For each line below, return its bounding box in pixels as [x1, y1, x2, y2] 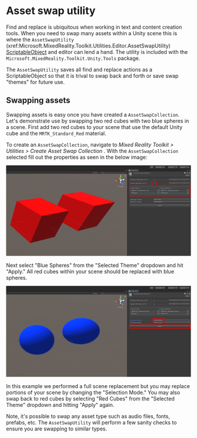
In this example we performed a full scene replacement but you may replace [6, 382, 191, 389]
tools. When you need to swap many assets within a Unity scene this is [6, 29, 178, 36]
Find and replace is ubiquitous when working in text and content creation [6, 23, 182, 30]
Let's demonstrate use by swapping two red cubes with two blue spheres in [6, 117, 189, 124]
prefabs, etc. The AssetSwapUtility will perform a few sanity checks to [6, 419, 177, 426]
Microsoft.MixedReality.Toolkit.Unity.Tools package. [6, 55, 141, 62]
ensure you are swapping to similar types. [6, 425, 107, 432]
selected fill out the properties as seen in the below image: [6, 154, 148, 161]
